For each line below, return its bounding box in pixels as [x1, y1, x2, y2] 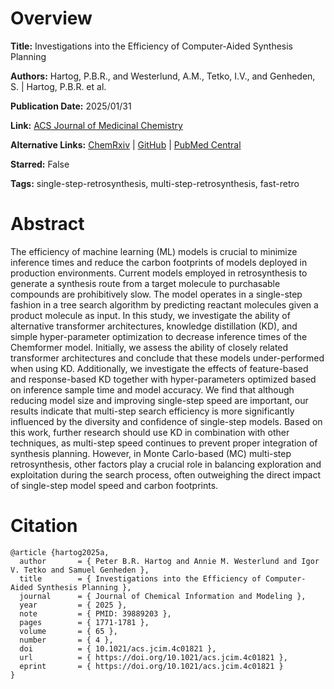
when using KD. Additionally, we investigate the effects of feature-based [10, 362, 309, 374]
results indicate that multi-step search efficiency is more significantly [10, 405, 295, 417]
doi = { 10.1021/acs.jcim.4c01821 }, [19, 643, 217, 654]
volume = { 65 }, [19, 626, 118, 636]
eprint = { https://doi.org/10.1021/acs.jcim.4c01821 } [19, 661, 284, 671]
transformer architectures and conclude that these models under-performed [10, 352, 325, 364]
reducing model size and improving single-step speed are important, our [10, 394, 309, 406]
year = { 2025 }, [19, 600, 128, 610]
